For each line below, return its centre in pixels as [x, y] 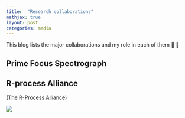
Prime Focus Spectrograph [56, 63]
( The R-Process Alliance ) [37, 97]
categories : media [29, 28]
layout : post [22, 22]
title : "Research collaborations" [50, 12]
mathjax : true [24, 17]
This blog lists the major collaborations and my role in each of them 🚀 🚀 [93, 45]
